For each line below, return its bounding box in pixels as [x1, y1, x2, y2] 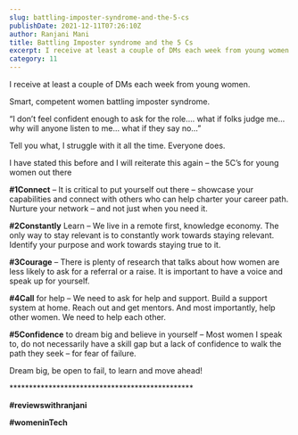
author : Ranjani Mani [9, 29, 90, 38]
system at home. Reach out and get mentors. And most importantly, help [9, 302, 276, 313]
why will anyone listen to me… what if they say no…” [9, 123, 202, 134]
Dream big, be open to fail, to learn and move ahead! [9, 365, 203, 375]
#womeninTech [9, 417, 69, 428]
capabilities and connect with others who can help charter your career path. [9, 193, 289, 204]
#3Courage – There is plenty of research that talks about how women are [9, 257, 280, 267]
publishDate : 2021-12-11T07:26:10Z [9, 21, 142, 30]
